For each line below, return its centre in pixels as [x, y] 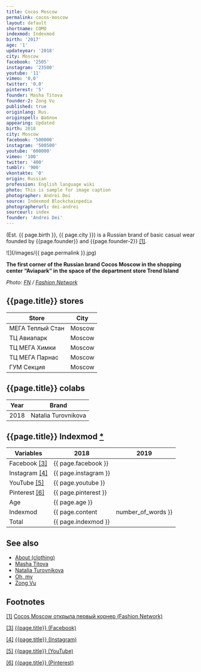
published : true [26, 106]
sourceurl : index [28, 212]
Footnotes [25, 602]
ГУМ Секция [27, 367]
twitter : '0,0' [25, 84]
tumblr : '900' [24, 168]
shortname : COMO [26, 28]
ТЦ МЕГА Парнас [34, 357]
